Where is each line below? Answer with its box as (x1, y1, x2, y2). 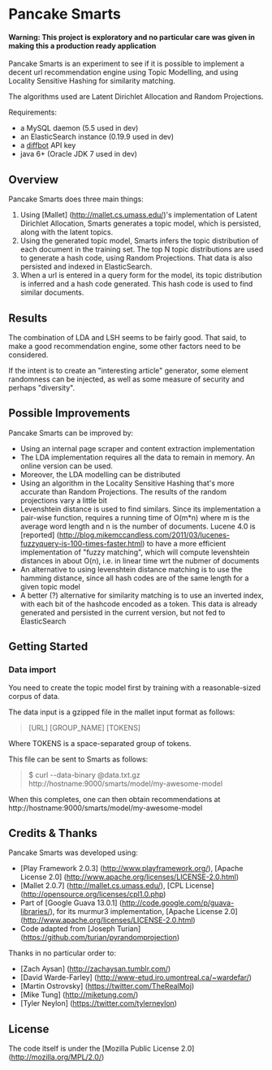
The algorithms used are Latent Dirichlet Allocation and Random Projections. (8, 92, 264, 101)
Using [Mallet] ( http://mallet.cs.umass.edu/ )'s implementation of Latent (19, 210, 258, 220)
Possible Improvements (8, 407, 131, 421)
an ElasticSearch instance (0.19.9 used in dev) (19, 132, 175, 142)
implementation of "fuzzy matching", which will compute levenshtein (19, 547, 250, 557)
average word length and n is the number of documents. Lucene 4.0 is (19, 521, 256, 531)
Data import (8, 664, 57, 675)
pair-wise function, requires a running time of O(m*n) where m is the (19, 512, 250, 522)
